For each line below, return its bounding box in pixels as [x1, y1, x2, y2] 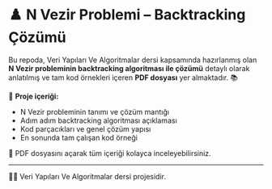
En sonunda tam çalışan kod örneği [19, 132, 138, 142]
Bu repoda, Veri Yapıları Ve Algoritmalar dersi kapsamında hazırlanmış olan [8, 55, 257, 65]
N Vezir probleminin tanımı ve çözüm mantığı [19, 107, 170, 116]
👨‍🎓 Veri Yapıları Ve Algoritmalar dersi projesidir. [8, 171, 166, 181]
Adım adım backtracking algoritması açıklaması [19, 115, 178, 125]
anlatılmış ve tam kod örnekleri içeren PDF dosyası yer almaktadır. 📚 [8, 73, 239, 82]
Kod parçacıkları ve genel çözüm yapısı [19, 124, 151, 133]
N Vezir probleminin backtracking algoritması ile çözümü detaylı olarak [8, 63, 250, 73]
